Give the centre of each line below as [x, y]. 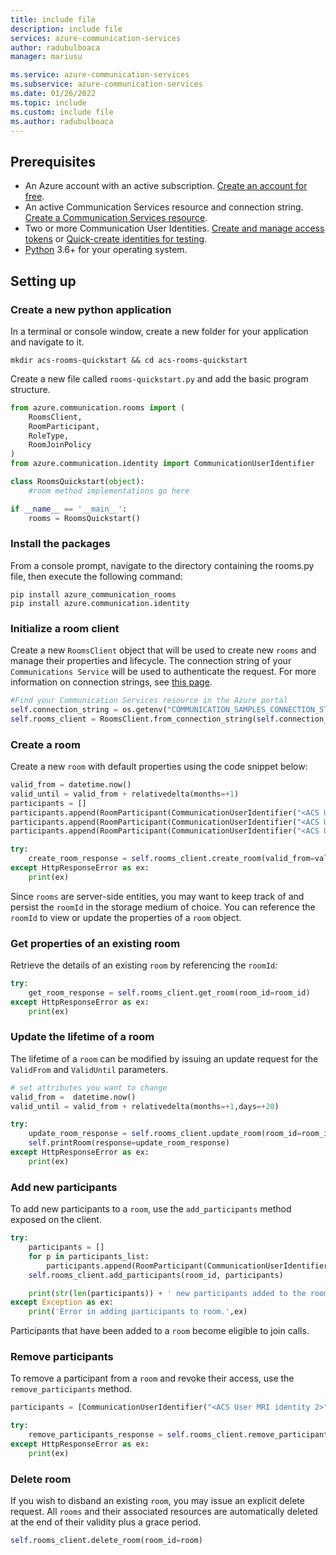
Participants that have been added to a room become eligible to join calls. [160, 1331]
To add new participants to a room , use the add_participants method [151, 1209]
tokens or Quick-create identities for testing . [116, 239]
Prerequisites [53, 161]
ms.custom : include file [62, 112]
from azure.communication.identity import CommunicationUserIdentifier [162, 464]
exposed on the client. [56, 1220]
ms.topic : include [48, 102]
